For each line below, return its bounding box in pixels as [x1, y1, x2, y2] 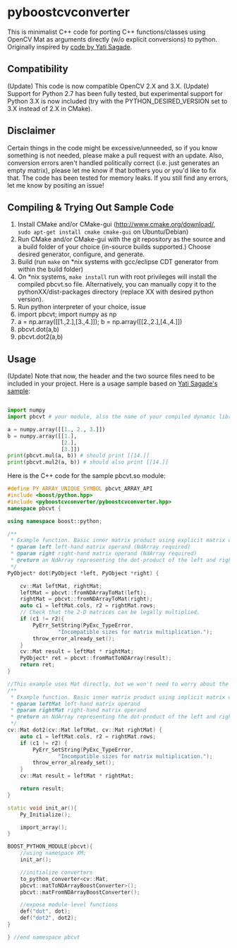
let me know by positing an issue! [7, 181, 104, 189]
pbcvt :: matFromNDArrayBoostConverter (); [20, 889, 140, 896]
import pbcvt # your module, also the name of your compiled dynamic [7, 414, 217, 421]
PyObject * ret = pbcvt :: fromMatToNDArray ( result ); [20, 654, 172, 662]
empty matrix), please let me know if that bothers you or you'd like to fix [7, 166, 217, 174]
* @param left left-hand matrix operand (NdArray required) [10, 544, 191, 551]
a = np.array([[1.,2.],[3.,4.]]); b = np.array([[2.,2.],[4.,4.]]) [17, 318, 183, 326]
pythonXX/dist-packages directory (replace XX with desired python [17, 287, 214, 296]
